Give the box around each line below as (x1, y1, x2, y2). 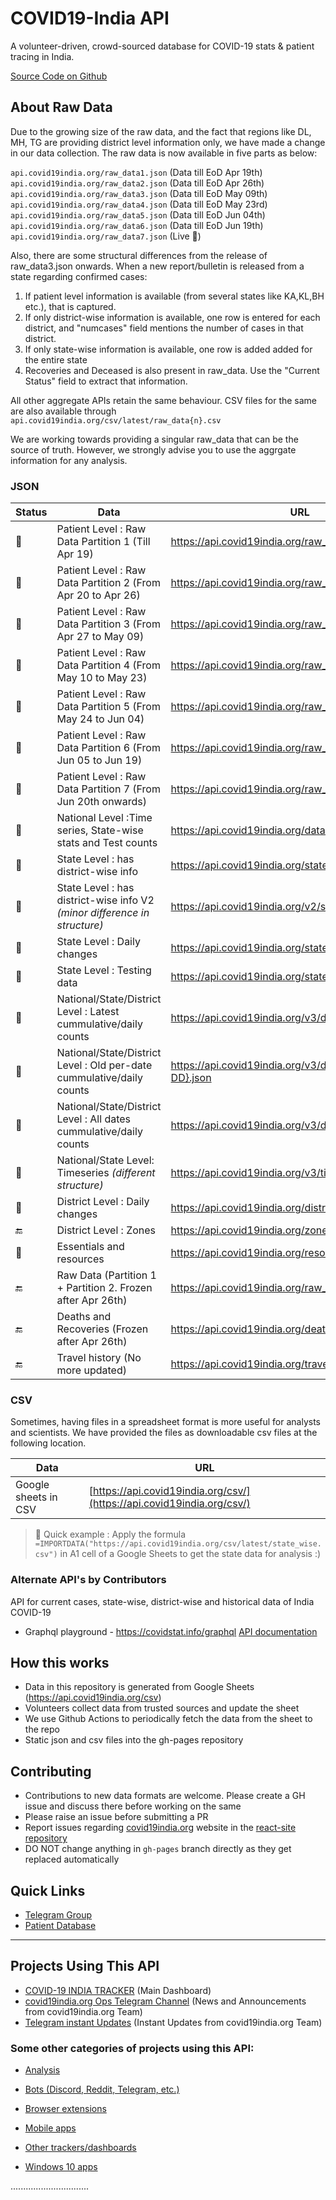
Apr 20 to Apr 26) (56, 588, 141, 602)
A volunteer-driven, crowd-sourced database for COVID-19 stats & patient (10, 40, 315, 52)
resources (56, 1252, 105, 1266)
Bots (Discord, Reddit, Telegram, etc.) (24, 2083, 180, 2096)
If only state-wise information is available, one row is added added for (24, 343, 313, 355)
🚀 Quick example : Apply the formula (34, 1528, 187, 1541)
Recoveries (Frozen (56, 1322, 149, 1336)
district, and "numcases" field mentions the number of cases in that (24, 322, 304, 334)
